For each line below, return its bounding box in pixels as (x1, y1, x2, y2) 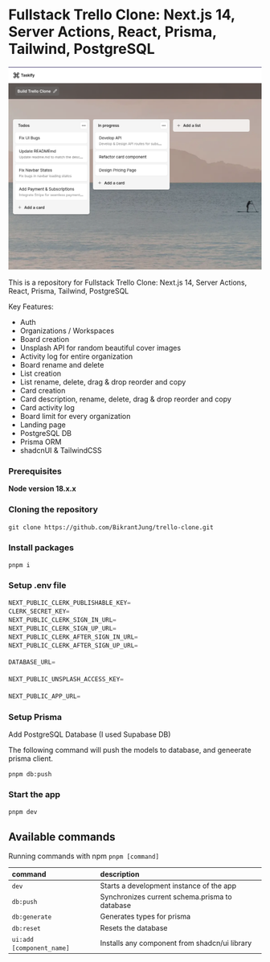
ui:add (11, 935, 34, 943)
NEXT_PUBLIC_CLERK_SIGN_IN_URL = (8, 615, 117, 624)
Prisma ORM (19, 437, 62, 447)
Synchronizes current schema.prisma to (100, 892, 232, 902)
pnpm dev (8, 808, 38, 816)
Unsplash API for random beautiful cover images (19, 343, 182, 353)
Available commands (8, 830, 116, 844)
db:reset (11, 924, 42, 932)
